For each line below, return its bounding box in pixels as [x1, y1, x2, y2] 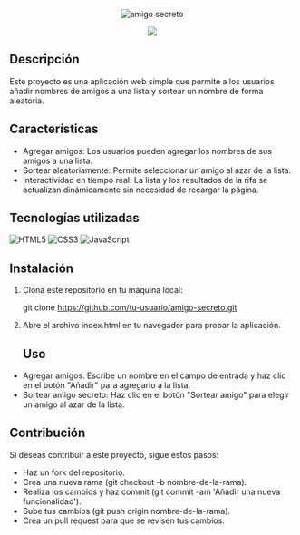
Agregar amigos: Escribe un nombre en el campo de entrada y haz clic [22, 370, 286, 381]
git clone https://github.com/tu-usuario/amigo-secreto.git [22, 302, 237, 313]
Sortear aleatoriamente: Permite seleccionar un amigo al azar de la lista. [22, 164, 292, 176]
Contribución [9, 425, 86, 441]
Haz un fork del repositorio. [22, 467, 125, 478]
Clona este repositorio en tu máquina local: [22, 285, 183, 296]
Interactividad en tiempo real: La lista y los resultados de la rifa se [22, 174, 268, 185]
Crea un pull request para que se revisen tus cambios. [22, 515, 225, 526]
